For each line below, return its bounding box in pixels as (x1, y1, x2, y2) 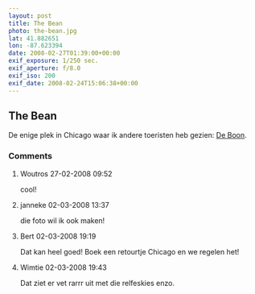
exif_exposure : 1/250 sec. (8, 57, 99, 65)
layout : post (8, 11, 52, 20)
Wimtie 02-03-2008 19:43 (19, 263, 107, 272)
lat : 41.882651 (8, 34, 60, 43)
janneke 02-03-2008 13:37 (19, 200, 110, 209)
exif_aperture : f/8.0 (8, 64, 81, 72)
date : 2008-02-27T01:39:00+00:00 (8, 49, 121, 57)
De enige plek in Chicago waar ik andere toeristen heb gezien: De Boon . (8, 130, 247, 140)
